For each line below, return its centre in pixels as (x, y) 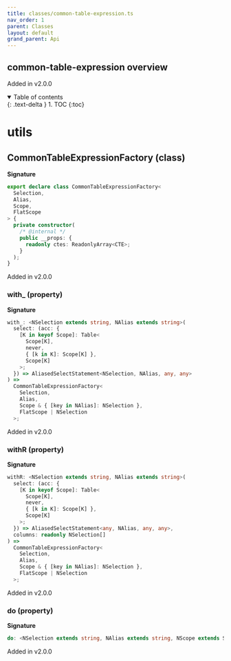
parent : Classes (30, 26)
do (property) (30, 611)
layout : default (30, 33)
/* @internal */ (43, 232)
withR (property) (35, 449)
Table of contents (38, 96)
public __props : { (46, 238)
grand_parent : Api (33, 39)
